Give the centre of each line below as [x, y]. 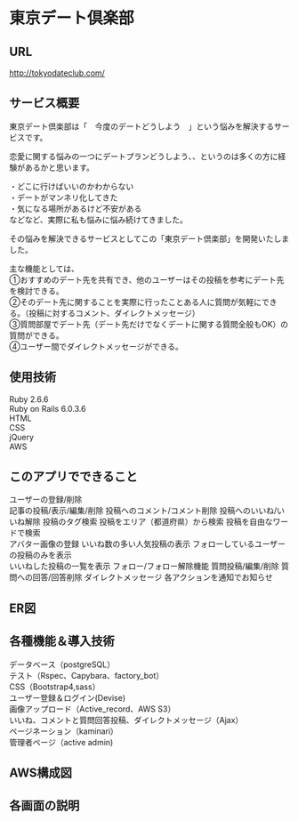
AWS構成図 [41, 773]
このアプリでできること [73, 477]
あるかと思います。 [60, 167]
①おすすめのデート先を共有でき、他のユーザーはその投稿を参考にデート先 [147, 279]
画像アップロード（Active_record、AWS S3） [93, 709]
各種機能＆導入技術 [62, 641]
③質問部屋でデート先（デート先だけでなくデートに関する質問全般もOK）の [149, 324]
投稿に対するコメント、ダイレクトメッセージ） [114, 313]
